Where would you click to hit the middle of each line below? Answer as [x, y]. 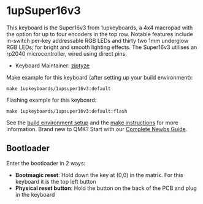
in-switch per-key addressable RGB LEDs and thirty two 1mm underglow [98, 40]
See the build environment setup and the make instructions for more [93, 123]
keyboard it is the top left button [56, 181]
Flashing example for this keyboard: [52, 100]
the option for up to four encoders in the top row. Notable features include [100, 34]
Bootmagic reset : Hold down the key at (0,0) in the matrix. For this [99, 175]
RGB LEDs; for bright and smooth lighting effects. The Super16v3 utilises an [102, 47]
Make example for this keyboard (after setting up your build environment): [100, 77]
